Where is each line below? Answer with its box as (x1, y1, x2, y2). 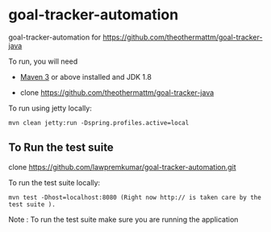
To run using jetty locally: (8, 103, 93, 113)
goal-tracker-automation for (8, 32, 102, 42)
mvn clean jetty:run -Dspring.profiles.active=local (8, 118, 190, 126)
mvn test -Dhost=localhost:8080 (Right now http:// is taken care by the (8, 193, 262, 201)
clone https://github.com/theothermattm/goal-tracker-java (19, 87, 215, 97)
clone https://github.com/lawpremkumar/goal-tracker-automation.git (8, 162, 236, 172)
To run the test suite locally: (8, 177, 101, 187)
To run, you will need (8, 56, 78, 66)
